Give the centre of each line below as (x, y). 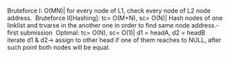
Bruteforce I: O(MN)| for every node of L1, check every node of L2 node (109, 11)
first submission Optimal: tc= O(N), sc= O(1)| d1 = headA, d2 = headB (106, 32)
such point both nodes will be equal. (59, 47)
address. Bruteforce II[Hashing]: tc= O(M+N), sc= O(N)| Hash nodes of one (115, 18)
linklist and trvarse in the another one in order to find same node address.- (113, 25)
